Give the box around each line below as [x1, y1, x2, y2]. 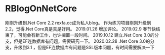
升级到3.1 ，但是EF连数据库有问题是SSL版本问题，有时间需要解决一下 [13, 44, 155, 50]
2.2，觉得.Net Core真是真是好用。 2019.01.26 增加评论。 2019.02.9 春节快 [5, 26, 156, 32]
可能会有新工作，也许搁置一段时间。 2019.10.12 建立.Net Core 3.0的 [18, 32, 155, 38]
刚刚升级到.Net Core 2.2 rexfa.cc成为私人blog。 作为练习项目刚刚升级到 [5, 20, 152, 26]
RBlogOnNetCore [5, 3, 77, 14]
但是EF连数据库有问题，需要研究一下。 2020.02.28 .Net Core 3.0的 [13, 38, 151, 44]
